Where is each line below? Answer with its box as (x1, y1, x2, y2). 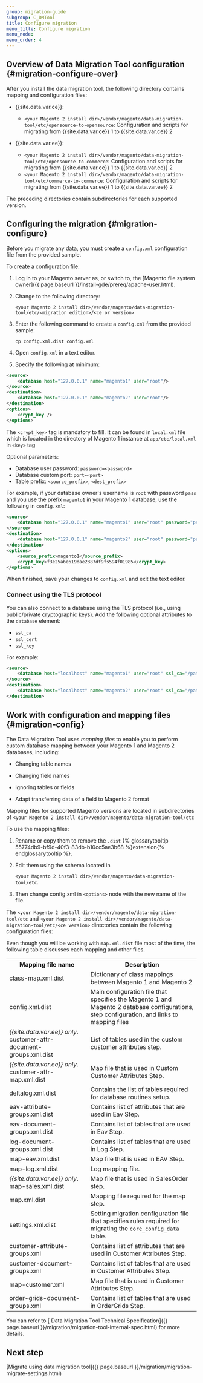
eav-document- (9, 1120, 56, 1128)
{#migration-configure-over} (6, 69, 119, 79)
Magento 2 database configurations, (90, 1002, 194, 1011)
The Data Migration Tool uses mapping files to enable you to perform (6, 735, 178, 743)
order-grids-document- (9, 1293, 80, 1302)
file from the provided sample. (6, 251, 82, 258)
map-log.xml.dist (9, 1165, 59, 1173)
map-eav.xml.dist (9, 1154, 60, 1163)
